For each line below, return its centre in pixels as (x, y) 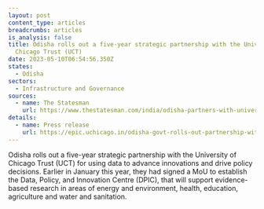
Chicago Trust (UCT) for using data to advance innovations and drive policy (130, 163)
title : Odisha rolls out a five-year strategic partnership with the (125, 45)
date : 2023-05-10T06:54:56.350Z (61, 60)
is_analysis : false (40, 37)
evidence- (232, 180)
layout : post (29, 15)
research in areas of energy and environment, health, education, (134, 188)
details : (22, 118)
